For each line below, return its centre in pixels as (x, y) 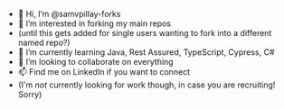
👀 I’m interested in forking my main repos (95, 23)
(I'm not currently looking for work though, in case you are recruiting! (147, 85)
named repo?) (44, 42)
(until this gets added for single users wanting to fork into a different (145, 33)
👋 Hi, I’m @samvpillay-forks (69, 14)
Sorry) (30, 94)
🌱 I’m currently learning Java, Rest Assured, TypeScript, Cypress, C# (146, 52)
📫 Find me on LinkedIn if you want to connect (104, 72)
